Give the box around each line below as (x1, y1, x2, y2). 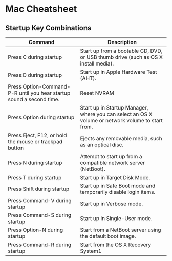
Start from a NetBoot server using (80, 226, 161, 233)
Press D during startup (8, 72, 62, 78)
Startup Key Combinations (5, 24, 92, 32)
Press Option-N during (8, 226, 63, 233)
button (8, 144, 24, 151)
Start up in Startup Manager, (80, 104, 148, 111)
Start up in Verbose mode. (80, 200, 143, 207)
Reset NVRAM (80, 90, 114, 96)
